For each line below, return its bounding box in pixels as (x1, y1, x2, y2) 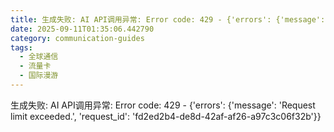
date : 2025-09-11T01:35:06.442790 (10, 24, 155, 34)
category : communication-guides (10, 33, 145, 43)
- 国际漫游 (19, 71, 59, 81)
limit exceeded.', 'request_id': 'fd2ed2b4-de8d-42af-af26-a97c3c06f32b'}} (10, 110, 322, 122)
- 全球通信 (19, 52, 59, 62)
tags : (10, 42, 33, 53)
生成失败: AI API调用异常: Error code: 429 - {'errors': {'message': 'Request (10, 99, 316, 111)
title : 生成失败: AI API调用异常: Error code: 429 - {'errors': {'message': (10, 14, 326, 25)
